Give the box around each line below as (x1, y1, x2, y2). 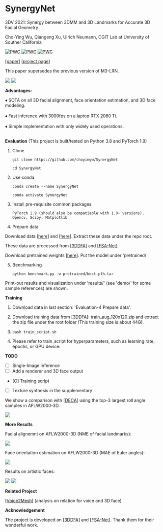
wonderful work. (5, 522, 38, 528)
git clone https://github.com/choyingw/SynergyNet (12, 157, 118, 162)
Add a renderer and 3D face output (12, 368, 83, 374)
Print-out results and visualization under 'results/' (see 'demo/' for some (5, 280, 151, 286)
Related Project (5, 488, 37, 494)
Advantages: (5, 87, 32, 94)
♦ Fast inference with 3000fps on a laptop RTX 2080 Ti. (5, 113, 118, 119)
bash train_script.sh (12, 330, 56, 334)
